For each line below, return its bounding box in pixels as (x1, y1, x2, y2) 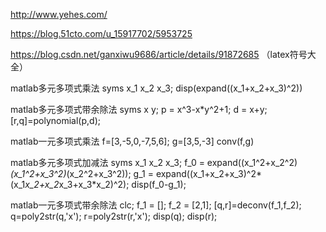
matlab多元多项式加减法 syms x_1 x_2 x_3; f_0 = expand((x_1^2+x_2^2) (10, 157, 298, 168)
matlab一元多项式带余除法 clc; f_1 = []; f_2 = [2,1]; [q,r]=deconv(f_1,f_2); (10, 199, 302, 211)
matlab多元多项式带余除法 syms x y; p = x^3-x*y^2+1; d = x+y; (10, 104, 268, 115)
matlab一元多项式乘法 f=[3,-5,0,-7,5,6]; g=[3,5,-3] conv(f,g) (10, 135, 255, 147)
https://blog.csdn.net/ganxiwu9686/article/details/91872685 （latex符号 (10, 49, 308, 60)
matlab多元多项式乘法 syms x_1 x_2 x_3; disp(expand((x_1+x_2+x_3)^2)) (10, 82, 303, 94)
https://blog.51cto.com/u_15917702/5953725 (10, 28, 193, 39)
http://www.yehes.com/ (10, 9, 108, 20)
